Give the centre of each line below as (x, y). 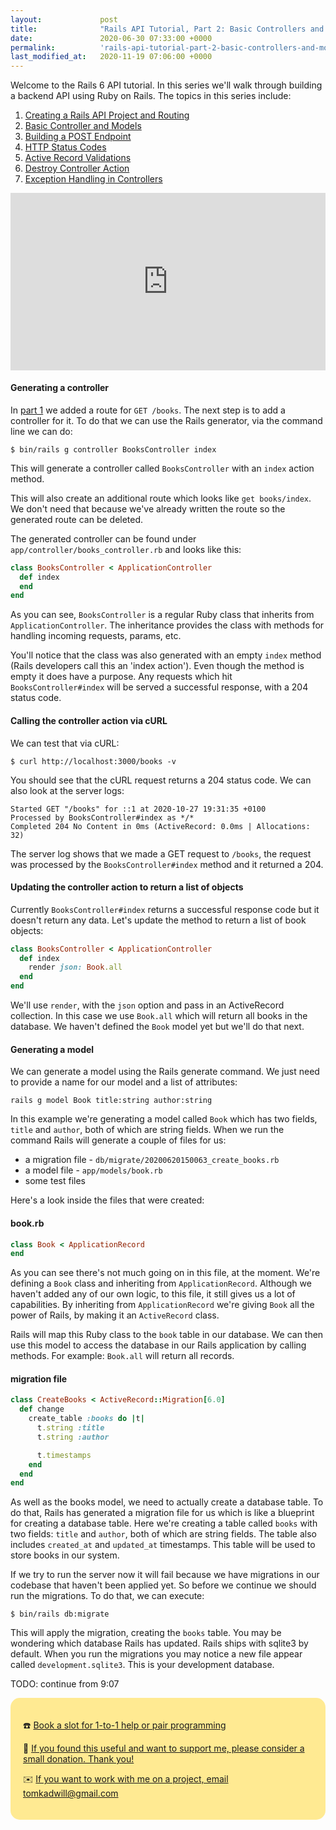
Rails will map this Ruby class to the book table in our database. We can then (167, 1335)
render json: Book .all (75, 967)
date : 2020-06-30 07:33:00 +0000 (111, 38)
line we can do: (41, 431)
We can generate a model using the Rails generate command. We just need (165, 1072)
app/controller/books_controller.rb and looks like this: (126, 549)
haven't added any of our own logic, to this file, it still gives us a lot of (153, 1294)
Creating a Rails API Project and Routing (107, 115)
